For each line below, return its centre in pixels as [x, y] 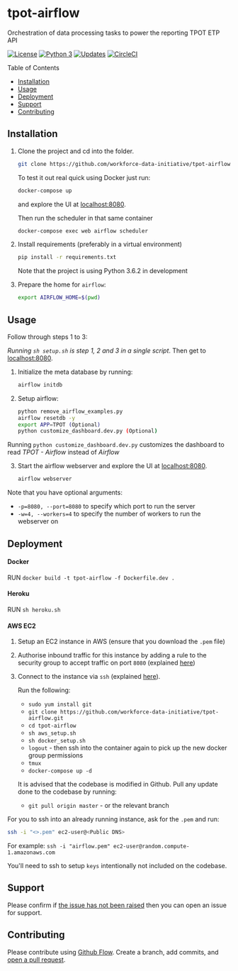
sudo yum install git [60, 705]
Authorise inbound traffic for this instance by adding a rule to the [112, 655]
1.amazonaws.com [31, 853]
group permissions [56, 755]
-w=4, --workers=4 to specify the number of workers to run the [109, 514]
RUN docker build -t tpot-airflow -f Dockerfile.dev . [91, 577]
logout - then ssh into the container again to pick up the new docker [128, 748]
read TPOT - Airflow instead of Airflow [63, 453]
